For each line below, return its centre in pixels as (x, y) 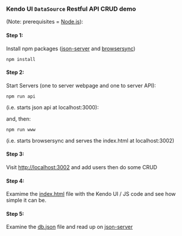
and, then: (19, 119)
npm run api (21, 96)
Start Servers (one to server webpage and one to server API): (81, 85)
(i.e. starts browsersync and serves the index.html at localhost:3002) (90, 140)
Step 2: (15, 72)
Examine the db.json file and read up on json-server (70, 227)
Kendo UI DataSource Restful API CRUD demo (71, 9)
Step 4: (15, 181)
